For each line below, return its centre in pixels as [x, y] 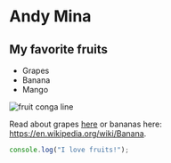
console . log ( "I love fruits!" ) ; [69, 150]
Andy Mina [50, 16]
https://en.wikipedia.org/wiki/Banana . [78, 134]
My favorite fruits [59, 49]
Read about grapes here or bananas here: [85, 124]
